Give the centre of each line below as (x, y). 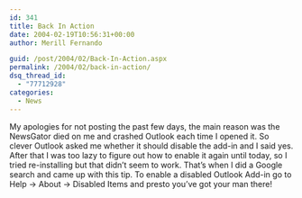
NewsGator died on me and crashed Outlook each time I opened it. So (139, 136)
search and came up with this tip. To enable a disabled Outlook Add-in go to (151, 174)
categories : (32, 92)
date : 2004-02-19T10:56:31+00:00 (72, 34)
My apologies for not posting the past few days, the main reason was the (145, 126)
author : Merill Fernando (56, 43)
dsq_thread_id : (38, 76)
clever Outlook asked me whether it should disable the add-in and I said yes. (151, 146)
